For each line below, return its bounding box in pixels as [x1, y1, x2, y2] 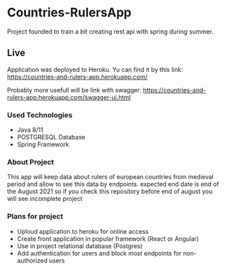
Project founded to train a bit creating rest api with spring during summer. [7, 27, 214, 36]
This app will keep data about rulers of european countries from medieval [7, 173, 214, 181]
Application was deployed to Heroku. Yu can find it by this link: [7, 65, 183, 73]
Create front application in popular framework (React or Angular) [16, 234, 199, 243]
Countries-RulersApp [7, 5, 132, 21]
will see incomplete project [7, 195, 83, 203]
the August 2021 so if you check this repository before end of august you [7, 187, 213, 195]
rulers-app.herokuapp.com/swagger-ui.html [7, 93, 131, 101]
